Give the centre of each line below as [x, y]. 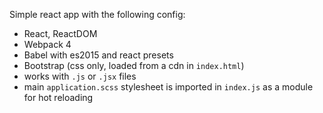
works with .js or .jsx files [80, 76]
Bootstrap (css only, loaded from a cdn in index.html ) [134, 65]
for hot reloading [58, 97]
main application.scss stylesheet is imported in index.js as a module [168, 87]
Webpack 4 [47, 44]
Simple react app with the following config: [97, 14]
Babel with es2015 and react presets [98, 55]
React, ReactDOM [60, 33]
